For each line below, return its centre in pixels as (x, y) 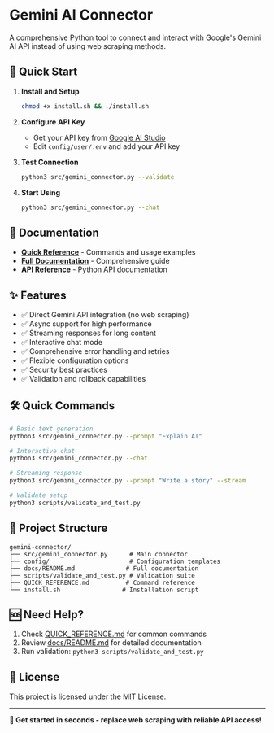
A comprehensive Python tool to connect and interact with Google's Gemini (135, 37)
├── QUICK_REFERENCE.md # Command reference (102, 582)
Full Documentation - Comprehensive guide (95, 261)
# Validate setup (39, 495)
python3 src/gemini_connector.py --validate (98, 177)
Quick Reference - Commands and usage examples (108, 252)
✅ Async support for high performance (87, 324)
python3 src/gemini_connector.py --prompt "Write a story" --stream (128, 481)
